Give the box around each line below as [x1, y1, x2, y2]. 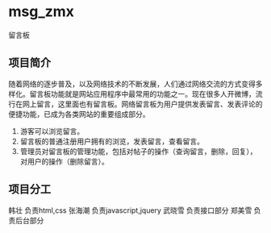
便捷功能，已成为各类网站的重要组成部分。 [8, 109, 150, 119]
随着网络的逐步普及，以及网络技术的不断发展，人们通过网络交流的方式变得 [8, 79, 256, 89]
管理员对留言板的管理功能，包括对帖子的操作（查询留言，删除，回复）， [19, 146, 257, 156]
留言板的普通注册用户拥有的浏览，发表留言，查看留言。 [19, 136, 204, 146]
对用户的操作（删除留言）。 [19, 156, 109, 166]
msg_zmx [8, 2, 75, 21]
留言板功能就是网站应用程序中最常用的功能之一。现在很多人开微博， [29, 89, 256, 98]
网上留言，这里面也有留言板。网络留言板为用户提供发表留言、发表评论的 [22, 99, 263, 109]
